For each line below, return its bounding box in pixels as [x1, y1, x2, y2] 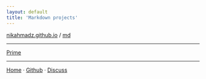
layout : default [6, 9, 48, 15]
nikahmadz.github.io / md [6, 31, 71, 38]
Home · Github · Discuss [6, 66, 67, 74]
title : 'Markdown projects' [6, 15, 78, 21]
